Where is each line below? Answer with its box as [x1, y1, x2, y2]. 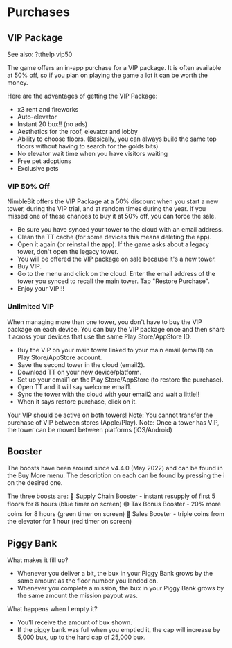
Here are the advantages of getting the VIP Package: [7, 92, 158, 100]
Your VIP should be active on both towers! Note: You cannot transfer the [7, 411, 213, 419]
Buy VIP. [17, 262, 42, 271]
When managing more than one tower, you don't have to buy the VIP [7, 317, 202, 326]
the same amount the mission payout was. [17, 591, 139, 600]
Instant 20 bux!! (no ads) [17, 120, 88, 128]
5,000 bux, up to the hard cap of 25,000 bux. [17, 633, 146, 642]
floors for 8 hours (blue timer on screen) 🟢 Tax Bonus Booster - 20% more [7, 500, 222, 509]
